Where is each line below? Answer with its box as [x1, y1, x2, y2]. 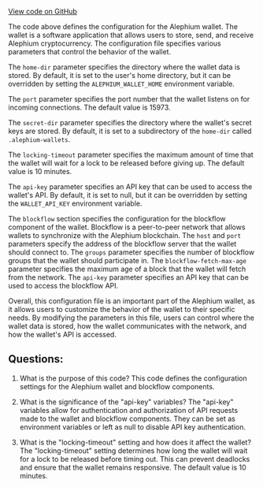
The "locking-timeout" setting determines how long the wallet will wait [19, 445, 248, 455]
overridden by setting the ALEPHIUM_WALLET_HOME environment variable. [8, 79, 235, 88]
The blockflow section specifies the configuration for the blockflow [8, 214, 226, 223]
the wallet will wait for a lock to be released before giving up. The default [8, 158, 245, 168]
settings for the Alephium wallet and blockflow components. [19, 381, 215, 391]
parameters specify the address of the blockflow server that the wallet [8, 240, 237, 248]
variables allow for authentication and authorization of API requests [19, 405, 239, 415]
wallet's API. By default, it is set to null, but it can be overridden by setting [8, 191, 248, 199]
